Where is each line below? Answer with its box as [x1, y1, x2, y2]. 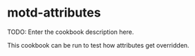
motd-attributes [7, 5, 102, 21]
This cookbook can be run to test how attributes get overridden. [7, 41, 189, 49]
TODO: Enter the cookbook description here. [7, 28, 134, 36]
